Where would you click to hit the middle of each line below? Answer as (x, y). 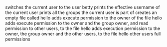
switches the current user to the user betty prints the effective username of (83, 7)
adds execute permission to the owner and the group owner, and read (77, 23)
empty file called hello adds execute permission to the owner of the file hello (83, 18)
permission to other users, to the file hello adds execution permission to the (83, 28)
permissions (18, 39)
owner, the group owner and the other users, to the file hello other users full (83, 34)
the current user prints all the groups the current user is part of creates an (81, 12)
